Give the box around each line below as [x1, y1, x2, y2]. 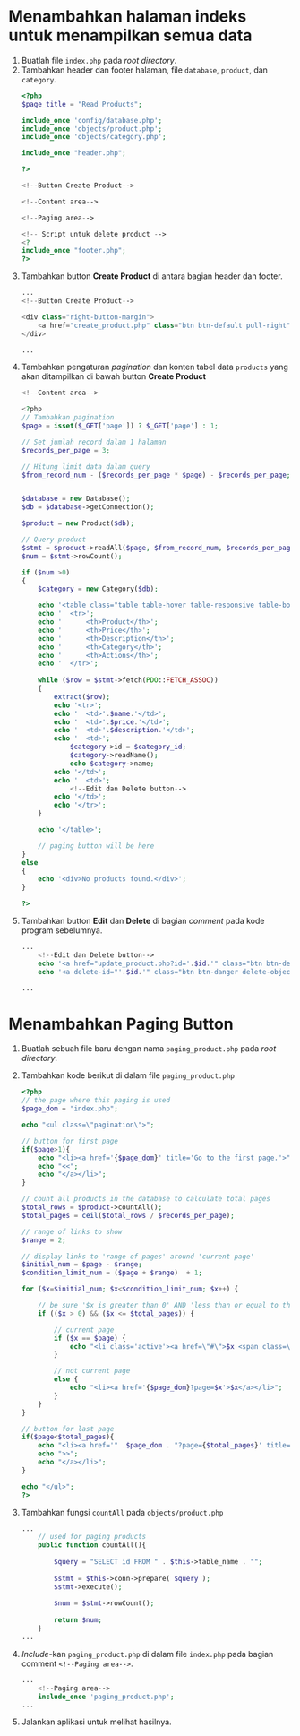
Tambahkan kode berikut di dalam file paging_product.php [21, 1070, 235, 1081]
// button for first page [21, 1136, 118, 1145]
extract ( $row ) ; [54, 692, 111, 701]
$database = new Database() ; [21, 495, 131, 504]
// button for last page [21, 1424, 115, 1433]
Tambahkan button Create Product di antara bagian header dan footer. [21, 271, 283, 281]
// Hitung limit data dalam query [21, 462, 150, 471]
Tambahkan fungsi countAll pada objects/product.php [21, 1507, 224, 1517]
